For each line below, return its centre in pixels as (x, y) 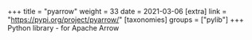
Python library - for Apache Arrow (63, 28)
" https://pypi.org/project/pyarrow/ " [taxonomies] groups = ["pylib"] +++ (126, 20)
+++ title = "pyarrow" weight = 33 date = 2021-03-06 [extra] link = (117, 11)
